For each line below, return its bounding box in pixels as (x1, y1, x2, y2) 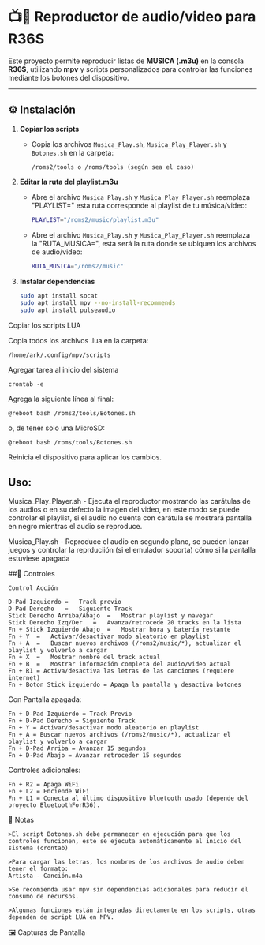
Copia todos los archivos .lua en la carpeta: (8, 336, 149, 346)
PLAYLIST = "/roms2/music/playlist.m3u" (31, 216, 159, 223)
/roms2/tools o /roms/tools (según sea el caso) (31, 163, 195, 171)
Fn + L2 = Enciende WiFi (8, 787, 90, 795)
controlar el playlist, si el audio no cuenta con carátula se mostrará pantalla (8, 512, 252, 523)
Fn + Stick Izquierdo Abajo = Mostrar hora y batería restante (8, 625, 231, 633)
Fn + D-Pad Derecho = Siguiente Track (8, 717, 136, 725)
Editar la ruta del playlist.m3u (19, 177, 118, 186)
